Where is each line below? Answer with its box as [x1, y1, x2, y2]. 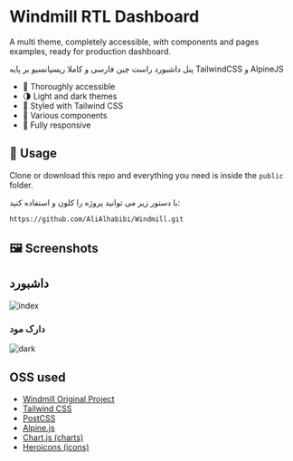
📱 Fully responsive [22, 120, 92, 130]
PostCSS [22, 412, 56, 423]
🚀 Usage [9, 146, 57, 161]
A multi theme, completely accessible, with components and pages [9, 36, 260, 47]
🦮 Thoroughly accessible [22, 81, 116, 91]
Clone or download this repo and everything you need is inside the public [9, 169, 284, 180]
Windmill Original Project [22, 393, 115, 404]
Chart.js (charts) [22, 432, 84, 443]
